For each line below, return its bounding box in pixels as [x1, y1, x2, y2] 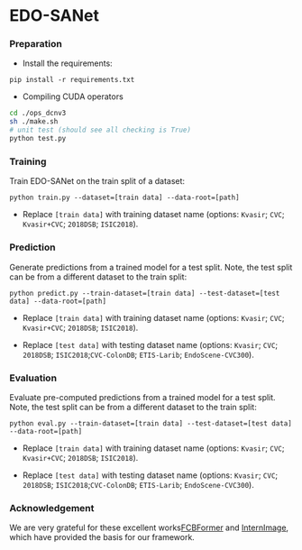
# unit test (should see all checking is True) [9, 125, 192, 135]
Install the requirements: [22, 58, 113, 69]
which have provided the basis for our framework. [9, 532, 196, 543]
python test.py [9, 134, 67, 143]
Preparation [9, 38, 63, 50]
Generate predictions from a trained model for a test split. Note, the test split [9, 261, 293, 272]
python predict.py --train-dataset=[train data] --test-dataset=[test [9, 289, 280, 298]
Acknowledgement [9, 501, 95, 514]
